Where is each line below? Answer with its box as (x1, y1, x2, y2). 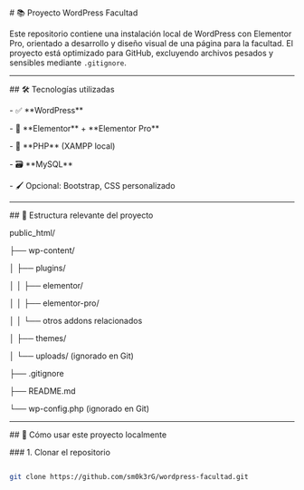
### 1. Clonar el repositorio (9, 447, 111, 457)
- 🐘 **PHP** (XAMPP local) (9, 141, 116, 152)
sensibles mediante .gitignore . (9, 57, 127, 68)
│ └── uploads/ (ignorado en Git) (9, 350, 134, 361)
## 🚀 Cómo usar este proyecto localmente (9, 429, 167, 440)
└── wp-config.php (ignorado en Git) (9, 403, 150, 414)
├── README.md (9, 386, 76, 397)
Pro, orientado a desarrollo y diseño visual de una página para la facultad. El (9, 38, 294, 48)
